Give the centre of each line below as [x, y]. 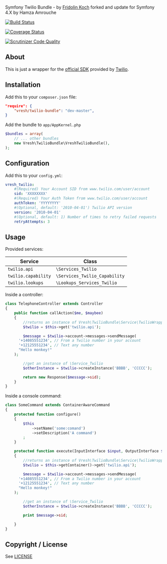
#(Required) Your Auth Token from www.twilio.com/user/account [81, 198]
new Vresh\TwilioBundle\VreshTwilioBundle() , [62, 143]
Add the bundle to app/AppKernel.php [43, 125]
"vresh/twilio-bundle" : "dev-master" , [54, 111]
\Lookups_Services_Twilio [86, 283]
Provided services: [24, 249]
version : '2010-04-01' [38, 212]
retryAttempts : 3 [32, 221]
